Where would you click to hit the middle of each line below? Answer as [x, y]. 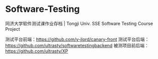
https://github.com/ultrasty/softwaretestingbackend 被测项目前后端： [77, 45]
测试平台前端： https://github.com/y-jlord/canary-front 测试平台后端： [77, 39]
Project [13, 29]
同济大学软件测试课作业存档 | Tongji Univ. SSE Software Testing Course [79, 23]
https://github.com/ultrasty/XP [37, 51]
